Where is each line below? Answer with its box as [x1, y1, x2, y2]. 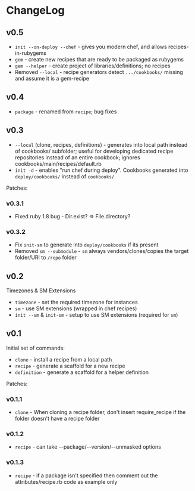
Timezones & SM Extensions [6, 287, 76, 294]
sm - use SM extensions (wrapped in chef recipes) [14, 305, 137, 312]
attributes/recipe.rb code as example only [14, 478, 118, 485]
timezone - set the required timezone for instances [14, 299, 138, 306]
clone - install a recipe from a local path [14, 356, 112, 363]
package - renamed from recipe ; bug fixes [14, 108, 117, 115]
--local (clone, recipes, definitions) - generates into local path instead [14, 141, 188, 148]
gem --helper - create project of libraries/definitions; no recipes [14, 62, 171, 69]
